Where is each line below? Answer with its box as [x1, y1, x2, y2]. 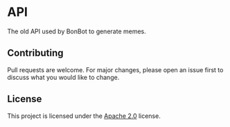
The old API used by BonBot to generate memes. [7, 27, 147, 35]
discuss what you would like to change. [7, 73, 120, 81]
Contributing [7, 47, 64, 59]
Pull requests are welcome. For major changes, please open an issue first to [7, 65, 224, 74]
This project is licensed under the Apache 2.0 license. [7, 112, 161, 120]
